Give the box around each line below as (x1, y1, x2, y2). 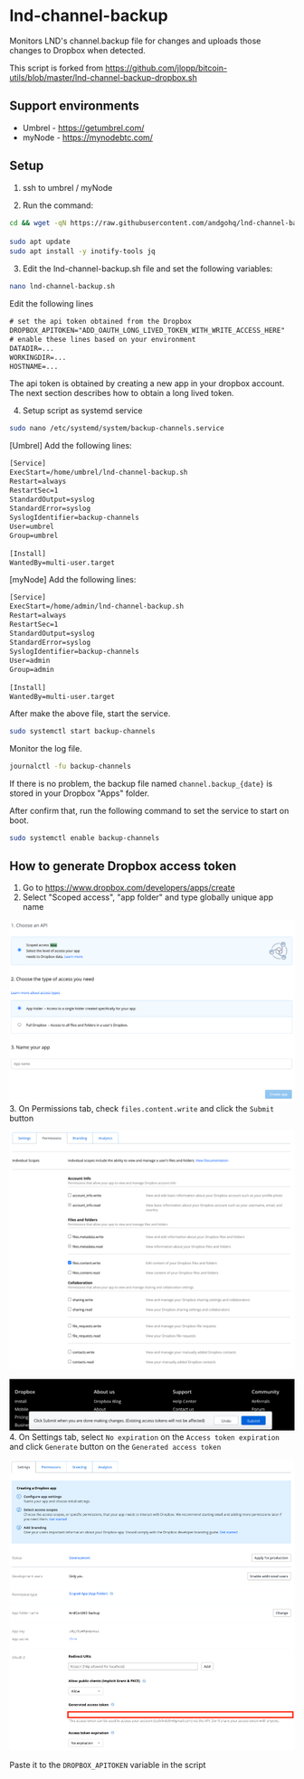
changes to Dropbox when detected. (9, 44, 147, 55)
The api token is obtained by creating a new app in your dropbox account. (9, 377, 285, 389)
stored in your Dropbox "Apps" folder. (9, 788, 150, 799)
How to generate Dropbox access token (9, 858, 237, 874)
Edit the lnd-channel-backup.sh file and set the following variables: (22, 263, 273, 274)
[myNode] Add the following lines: (9, 573, 137, 584)
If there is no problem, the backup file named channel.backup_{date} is (9, 778, 273, 789)
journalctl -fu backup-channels (9, 762, 131, 771)
